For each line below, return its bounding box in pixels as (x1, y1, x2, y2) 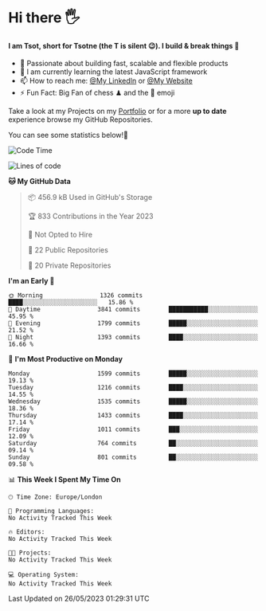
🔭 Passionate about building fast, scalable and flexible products (19, 59, 229, 69)
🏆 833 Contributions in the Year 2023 (27, 211, 154, 221)
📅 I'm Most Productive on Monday (8, 354, 123, 364)
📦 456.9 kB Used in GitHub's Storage (27, 193, 153, 202)
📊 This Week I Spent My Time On (8, 475, 121, 484)
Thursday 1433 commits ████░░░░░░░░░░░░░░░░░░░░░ (8, 412, 259, 420)
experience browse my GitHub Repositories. (8, 115, 153, 124)
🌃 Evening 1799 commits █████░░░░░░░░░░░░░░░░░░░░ (8, 319, 259, 327)
